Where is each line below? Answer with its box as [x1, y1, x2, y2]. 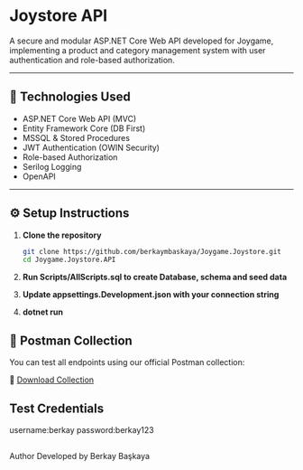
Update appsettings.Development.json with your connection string [22, 289, 280, 300]
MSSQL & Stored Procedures [22, 132, 131, 143]
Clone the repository [22, 230, 102, 240]
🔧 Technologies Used [9, 89, 131, 105]
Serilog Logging [22, 161, 82, 172]
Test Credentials [9, 400, 105, 416]
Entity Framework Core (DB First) [22, 123, 146, 134]
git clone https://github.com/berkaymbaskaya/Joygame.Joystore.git [22, 247, 281, 256]
